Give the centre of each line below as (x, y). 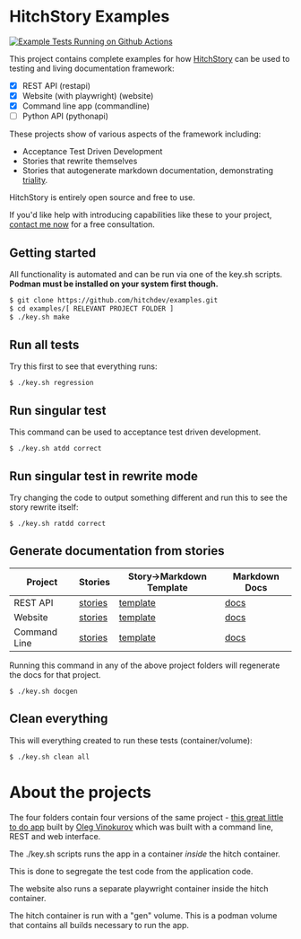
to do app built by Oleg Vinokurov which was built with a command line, (142, 827)
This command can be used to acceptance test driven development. (135, 432)
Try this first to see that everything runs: (84, 366)
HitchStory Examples (90, 17)
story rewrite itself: (44, 507)
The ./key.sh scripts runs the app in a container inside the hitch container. (145, 854)
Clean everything (59, 719)
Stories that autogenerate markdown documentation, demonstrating (147, 171)
